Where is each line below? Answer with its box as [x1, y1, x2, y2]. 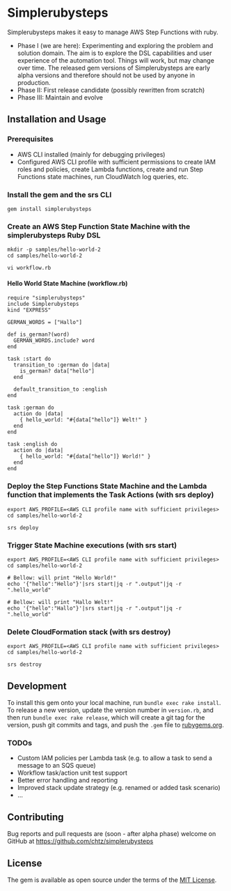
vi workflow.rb [7, 265, 51, 272]
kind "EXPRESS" [7, 307, 51, 314]
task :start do [7, 355, 51, 363]
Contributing [7, 811, 64, 823]
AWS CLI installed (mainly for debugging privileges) [17, 150, 166, 158]
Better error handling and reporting [17, 776, 118, 784]
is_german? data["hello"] [19, 368, 95, 375]
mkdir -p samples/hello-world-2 [7, 246, 101, 254]
